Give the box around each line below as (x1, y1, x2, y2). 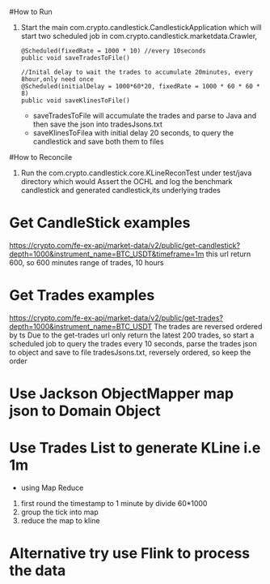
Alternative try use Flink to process (9, 544, 251, 563)
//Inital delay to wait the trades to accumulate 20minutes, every (20, 68, 253, 76)
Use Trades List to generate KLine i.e (9, 439, 261, 457)
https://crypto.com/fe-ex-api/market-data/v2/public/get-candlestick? (9, 240, 241, 250)
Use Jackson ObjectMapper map (9, 384, 234, 403)
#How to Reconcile (9, 152, 73, 161)
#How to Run (9, 7, 53, 16)
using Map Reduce (20, 483, 84, 492)
